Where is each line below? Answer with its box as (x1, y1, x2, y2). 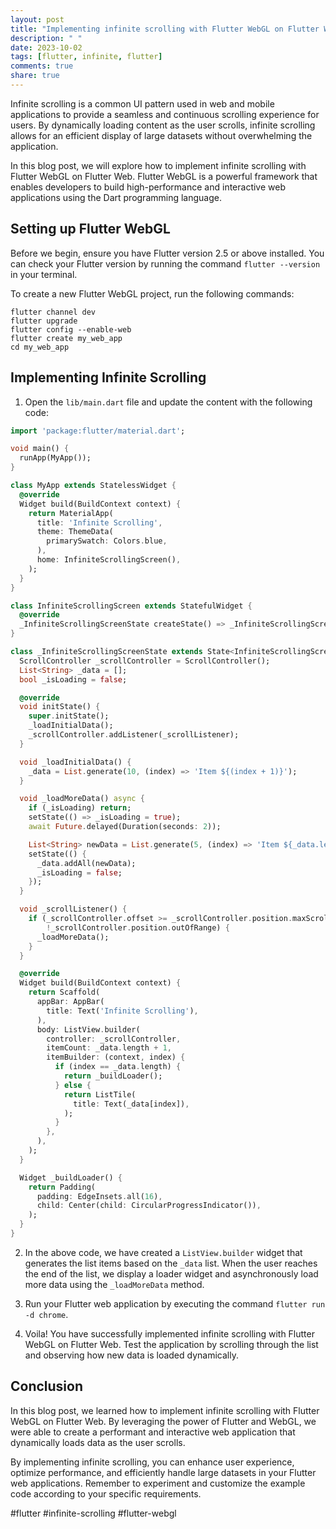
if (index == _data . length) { (54, 1062, 182, 1072)
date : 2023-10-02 (10, 42, 83, 53)
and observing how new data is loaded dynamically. (24, 1349, 239, 1361)
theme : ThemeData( (36, 527, 114, 537)
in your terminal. (10, 268, 78, 280)
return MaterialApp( (28, 508, 114, 518)
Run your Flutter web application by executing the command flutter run (24, 1297, 326, 1310)
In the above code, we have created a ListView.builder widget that (24, 1246, 303, 1258)
